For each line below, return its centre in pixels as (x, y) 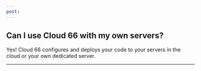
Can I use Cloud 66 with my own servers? (85, 36)
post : (13, 12)
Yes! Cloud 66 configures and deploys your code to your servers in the (94, 50)
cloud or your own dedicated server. (51, 56)
